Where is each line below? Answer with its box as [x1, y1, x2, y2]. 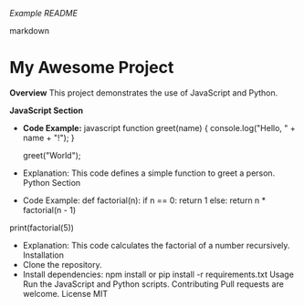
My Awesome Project [9, 57, 174, 78]
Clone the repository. [22, 259, 102, 270]
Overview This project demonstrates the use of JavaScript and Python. [9, 87, 278, 98]
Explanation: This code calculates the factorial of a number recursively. [22, 240, 290, 250]
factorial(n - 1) [22, 204, 76, 215]
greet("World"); [22, 149, 81, 160]
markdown [9, 25, 50, 36]
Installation [22, 250, 65, 260]
